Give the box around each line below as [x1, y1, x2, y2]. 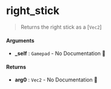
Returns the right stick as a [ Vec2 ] [20, 23, 102, 30]
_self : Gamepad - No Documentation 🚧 [14, 50, 106, 57]
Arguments [6, 37, 35, 44]
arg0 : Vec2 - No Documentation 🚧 [14, 76, 98, 83]
